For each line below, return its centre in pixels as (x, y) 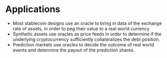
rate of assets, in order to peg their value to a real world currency (81, 28)
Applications (33, 9)
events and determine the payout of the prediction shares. (74, 50)
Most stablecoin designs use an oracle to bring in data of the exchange (87, 23)
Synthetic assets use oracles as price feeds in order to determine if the (87, 34)
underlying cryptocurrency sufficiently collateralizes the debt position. (86, 39)
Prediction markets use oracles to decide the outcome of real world (83, 44)
